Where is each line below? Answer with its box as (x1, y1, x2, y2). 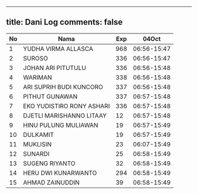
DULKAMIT (23, 131, 54, 139)
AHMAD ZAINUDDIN (23, 178, 80, 186)
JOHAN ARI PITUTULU (23, 63, 87, 72)
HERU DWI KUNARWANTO (23, 169, 97, 177)
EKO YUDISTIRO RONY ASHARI (23, 102, 110, 110)
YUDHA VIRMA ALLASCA (23, 45, 93, 53)
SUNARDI (23, 149, 50, 158)
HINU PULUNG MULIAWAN (23, 121, 98, 129)
